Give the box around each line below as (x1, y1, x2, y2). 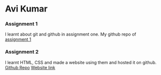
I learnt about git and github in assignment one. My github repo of (5, 31, 137, 37)
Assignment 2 (5, 49, 39, 55)
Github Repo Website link (5, 64, 56, 70)
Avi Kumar (5, 3, 48, 14)
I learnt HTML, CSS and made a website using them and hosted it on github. (5, 59, 157, 65)
